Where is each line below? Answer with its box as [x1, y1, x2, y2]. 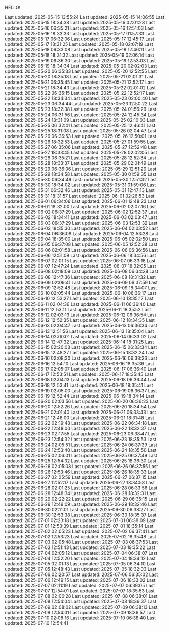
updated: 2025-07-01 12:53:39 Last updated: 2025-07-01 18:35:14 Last [5, 523, 154, 529]
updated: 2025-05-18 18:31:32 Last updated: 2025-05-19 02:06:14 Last [5, 52, 154, 58]
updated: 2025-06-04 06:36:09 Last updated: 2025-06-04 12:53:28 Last [5, 231, 158, 236]
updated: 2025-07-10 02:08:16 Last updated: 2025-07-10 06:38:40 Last [5, 615, 156, 621]
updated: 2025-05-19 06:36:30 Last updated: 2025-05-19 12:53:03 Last [5, 58, 156, 63]
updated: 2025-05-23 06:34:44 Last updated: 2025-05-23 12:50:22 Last [5, 101, 158, 106]
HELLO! [5, 5, 21, 10]
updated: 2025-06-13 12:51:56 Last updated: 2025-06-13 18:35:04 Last [5, 328, 154, 334]
